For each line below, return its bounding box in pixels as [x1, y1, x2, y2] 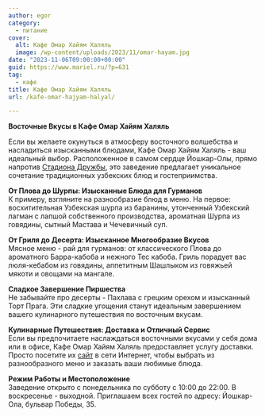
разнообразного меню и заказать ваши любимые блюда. [8, 359, 203, 369]
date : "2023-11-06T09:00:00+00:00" [8, 56, 126, 64]
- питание [15, 26, 48, 34]
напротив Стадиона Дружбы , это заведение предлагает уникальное [8, 162, 241, 172]
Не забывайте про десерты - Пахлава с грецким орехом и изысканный [8, 293, 250, 303]
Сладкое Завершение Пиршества [8, 284, 126, 294]
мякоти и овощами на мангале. [8, 269, 115, 279]
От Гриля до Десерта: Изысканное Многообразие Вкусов [8, 235, 209, 245]
